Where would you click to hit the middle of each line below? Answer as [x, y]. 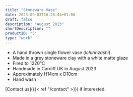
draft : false [19, 19]
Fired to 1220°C [29, 63]
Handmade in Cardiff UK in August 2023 [54, 68]
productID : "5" [21, 33]
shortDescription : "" [28, 29]
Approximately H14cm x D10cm [45, 74]
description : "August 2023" [35, 24]
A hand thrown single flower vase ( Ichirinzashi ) [61, 52]
